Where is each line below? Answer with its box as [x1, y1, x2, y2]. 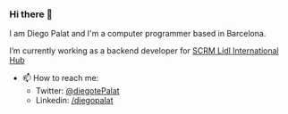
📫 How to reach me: [21, 73, 99, 84]
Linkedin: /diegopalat [35, 95, 114, 106]
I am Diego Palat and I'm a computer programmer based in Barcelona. [9, 28, 267, 39]
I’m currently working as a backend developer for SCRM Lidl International [9, 45, 279, 56]
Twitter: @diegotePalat [35, 85, 120, 96]
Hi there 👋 [9, 8, 54, 20]
